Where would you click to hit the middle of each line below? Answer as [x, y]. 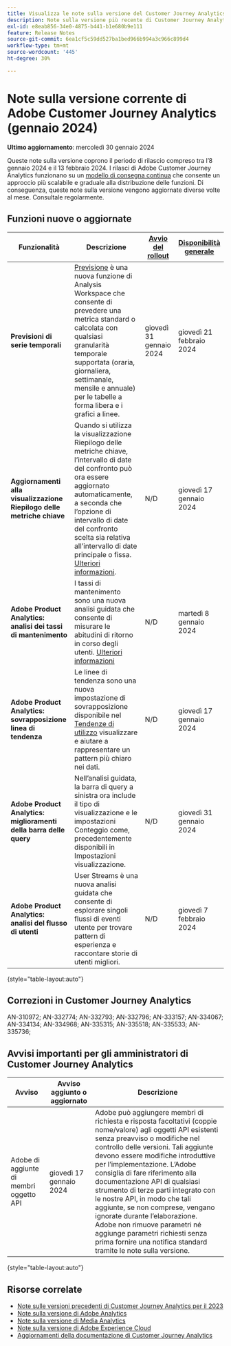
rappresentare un [102, 750]
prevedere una [98, 310]
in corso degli [96, 643]
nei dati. [87, 767]
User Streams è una [107, 875]
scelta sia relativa [102, 537]
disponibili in [95, 847]
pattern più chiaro [103, 758]
